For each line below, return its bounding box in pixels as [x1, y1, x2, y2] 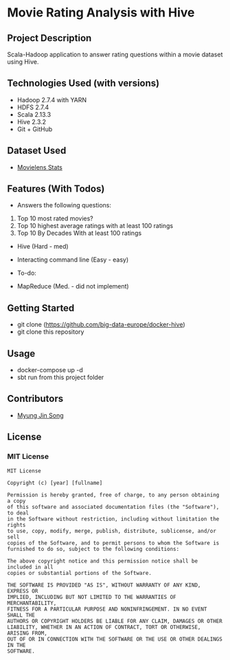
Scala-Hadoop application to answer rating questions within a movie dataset [7, 50, 223, 58]
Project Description [7, 32, 92, 44]
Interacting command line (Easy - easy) [16, 255, 129, 264]
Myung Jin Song [16, 411, 64, 420]
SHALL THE [7, 611, 36, 619]
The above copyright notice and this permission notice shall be [7, 558, 198, 565]
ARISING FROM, [7, 630, 48, 637]
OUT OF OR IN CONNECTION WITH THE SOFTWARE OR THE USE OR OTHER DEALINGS [7, 635, 223, 643]
